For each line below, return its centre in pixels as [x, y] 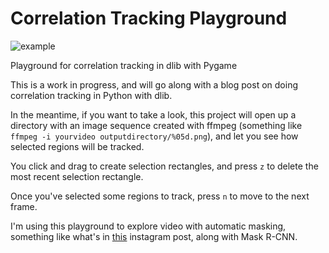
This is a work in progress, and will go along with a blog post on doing [154, 84]
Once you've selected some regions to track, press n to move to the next [160, 196]
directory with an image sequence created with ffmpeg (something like [156, 125]
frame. [24, 206]
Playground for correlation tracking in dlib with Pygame [124, 65]
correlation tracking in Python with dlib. [91, 95]
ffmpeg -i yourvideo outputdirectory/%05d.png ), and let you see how [154, 136]
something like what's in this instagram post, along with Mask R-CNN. [154, 236]
